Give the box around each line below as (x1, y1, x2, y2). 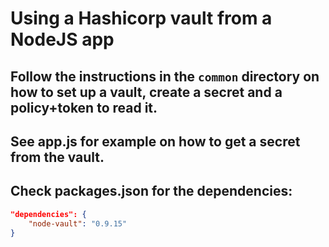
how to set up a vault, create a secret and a (10, 83, 283, 101)
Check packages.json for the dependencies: (10, 183, 293, 200)
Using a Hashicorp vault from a (10, 7, 273, 30)
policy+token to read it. (10, 99, 158, 116)
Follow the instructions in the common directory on (10, 68, 320, 85)
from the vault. (10, 148, 105, 166)
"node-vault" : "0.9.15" (28, 218, 128, 229)
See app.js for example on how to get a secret (10, 133, 301, 150)
